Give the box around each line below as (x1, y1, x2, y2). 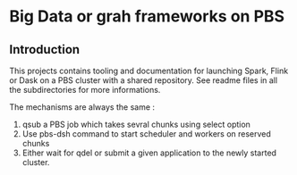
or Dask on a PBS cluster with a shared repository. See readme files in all (9, 75, 278, 86)
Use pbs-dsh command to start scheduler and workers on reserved (21, 129, 271, 139)
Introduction (9, 42, 81, 57)
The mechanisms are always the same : (9, 102, 155, 112)
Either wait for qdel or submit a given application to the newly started (21, 147, 277, 158)
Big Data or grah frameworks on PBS (9, 6, 284, 27)
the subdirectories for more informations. (9, 85, 161, 95)
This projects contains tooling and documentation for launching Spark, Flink (9, 65, 289, 76)
